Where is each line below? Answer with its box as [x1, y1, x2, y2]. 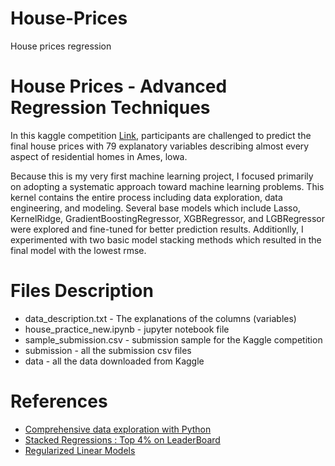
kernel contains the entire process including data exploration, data [10, 191, 283, 203]
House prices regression [10, 40, 112, 52]
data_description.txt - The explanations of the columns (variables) [24, 312, 297, 324]
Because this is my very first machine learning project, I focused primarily [10, 170, 314, 182]
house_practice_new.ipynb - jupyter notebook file [24, 323, 230, 335]
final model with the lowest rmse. [10, 244, 147, 256]
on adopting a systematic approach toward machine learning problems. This [10, 180, 325, 192]
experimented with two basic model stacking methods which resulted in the [10, 233, 322, 246]
